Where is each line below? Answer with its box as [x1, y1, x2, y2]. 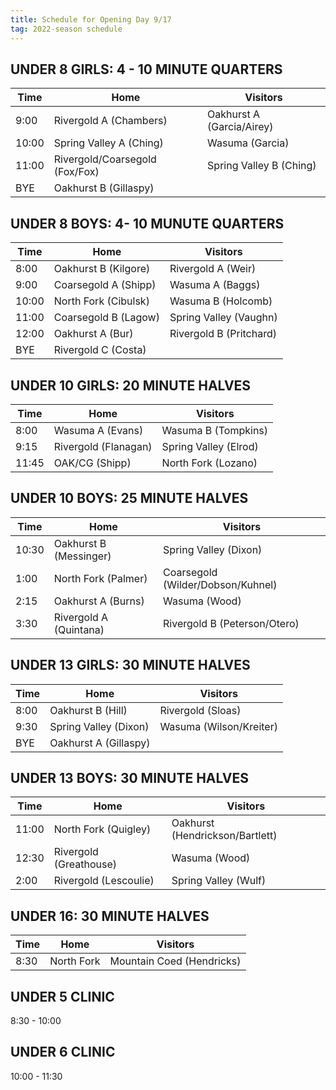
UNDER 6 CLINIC [10, 1044, 116, 1061]
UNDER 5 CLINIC [10, 988, 115, 1005]
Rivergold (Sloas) [159, 703, 242, 717]
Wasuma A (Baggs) [169, 278, 261, 292]
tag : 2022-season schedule [10, 24, 123, 34]
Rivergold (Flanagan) [53, 439, 153, 453]
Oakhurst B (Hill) [49, 703, 128, 717]
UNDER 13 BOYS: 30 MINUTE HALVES [10, 769, 249, 786]
